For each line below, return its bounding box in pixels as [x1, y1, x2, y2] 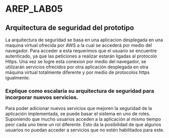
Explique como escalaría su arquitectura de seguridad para [5, 87, 154, 94]
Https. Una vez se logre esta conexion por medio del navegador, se [5, 59, 147, 64]
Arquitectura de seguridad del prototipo [5, 23, 134, 32]
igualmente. [5, 75, 30, 80]
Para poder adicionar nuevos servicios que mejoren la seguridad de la [5, 105, 152, 112]
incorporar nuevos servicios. [5, 94, 79, 101]
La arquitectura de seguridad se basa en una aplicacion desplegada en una [5, 37, 163, 43]
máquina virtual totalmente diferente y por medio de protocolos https [5, 69, 150, 75]
